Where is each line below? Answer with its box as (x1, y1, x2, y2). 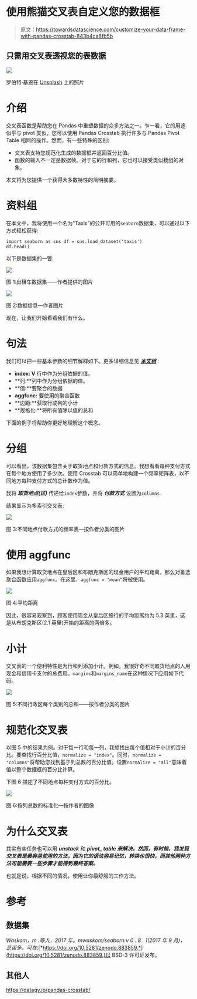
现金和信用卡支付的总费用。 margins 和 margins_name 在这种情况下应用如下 (6, 670, 179, 677)
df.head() (6, 244, 30, 249)
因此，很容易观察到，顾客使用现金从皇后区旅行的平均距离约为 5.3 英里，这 (6, 612, 186, 619)
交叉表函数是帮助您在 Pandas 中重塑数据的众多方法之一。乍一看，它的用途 (6, 122, 186, 129)
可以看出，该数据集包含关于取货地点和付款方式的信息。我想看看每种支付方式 (6, 462, 191, 470)
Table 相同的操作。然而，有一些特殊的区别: (6, 136, 109, 144)
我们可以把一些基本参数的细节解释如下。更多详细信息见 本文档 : (6, 357, 159, 365)
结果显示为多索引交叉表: (6, 502, 64, 509)
